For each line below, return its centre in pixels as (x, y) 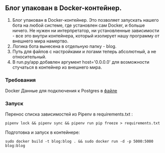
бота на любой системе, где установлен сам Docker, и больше (79, 25)
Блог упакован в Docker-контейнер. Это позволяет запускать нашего (85, 20)
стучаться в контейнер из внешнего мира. (57, 67)
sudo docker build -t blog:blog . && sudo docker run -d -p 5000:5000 (79, 142)
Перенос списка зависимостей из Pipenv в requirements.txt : (69, 114)
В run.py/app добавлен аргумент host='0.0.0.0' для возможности (81, 62)
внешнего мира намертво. (40, 41)
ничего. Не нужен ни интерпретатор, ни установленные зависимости (86, 30)
